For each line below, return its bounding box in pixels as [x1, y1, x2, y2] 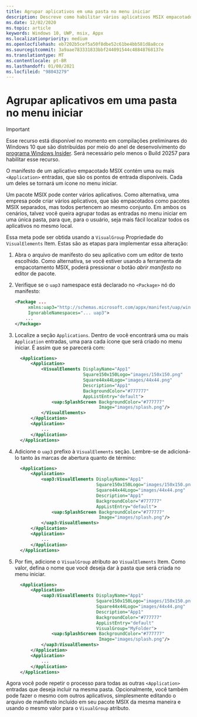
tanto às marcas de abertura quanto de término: [20, 454, 137, 461]
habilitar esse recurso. [6, 156, 60, 163]
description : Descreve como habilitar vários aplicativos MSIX [6, 14, 164, 20]
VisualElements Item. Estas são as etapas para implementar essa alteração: [6, 240, 189, 247]
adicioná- [168, 447, 191, 455]
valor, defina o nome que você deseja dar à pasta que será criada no [14, 564, 181, 571]
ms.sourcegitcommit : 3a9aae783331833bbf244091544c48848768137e [6, 47, 164, 53]
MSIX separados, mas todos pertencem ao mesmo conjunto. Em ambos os [6, 204, 186, 211]
